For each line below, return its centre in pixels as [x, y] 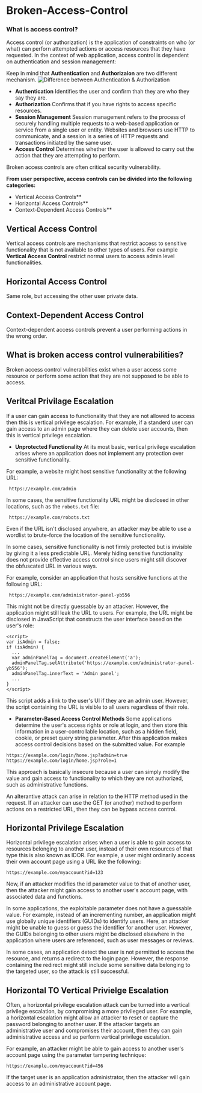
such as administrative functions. [47, 784]
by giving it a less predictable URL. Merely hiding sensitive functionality [95, 553]
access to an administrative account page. [59, 1084]
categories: [21, 185]
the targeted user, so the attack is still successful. [68, 971]
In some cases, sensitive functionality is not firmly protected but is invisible [99, 546]
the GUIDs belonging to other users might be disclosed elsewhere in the [95, 934]
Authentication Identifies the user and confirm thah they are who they [102, 92]
